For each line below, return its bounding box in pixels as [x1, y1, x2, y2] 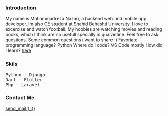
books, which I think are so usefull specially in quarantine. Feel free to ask [5, 32, 159, 38]
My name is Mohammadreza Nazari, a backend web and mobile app [5, 16, 147, 22]
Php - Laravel [5, 82, 40, 87]
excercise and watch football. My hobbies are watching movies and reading [5, 26, 162, 32]
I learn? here [5, 47, 31, 54]
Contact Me [5, 94, 35, 101]
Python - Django [5, 72, 45, 77]
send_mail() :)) [5, 105, 35, 111]
